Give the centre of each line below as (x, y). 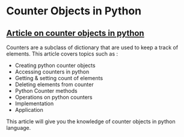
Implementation (34, 103)
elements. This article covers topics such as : (62, 54)
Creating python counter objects (55, 65)
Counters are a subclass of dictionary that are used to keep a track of (92, 47)
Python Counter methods (46, 91)
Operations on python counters (54, 97)
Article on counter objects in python (75, 33)
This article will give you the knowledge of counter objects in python (91, 121)
